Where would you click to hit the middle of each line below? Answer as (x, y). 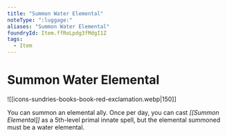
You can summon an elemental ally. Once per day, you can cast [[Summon (113, 112)
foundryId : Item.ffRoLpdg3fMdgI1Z (57, 33)
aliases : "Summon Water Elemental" (58, 26)
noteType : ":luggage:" (40, 20)
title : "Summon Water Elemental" (55, 13)
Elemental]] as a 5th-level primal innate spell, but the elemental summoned (114, 120)
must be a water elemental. (46, 127)
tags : (15, 39)
